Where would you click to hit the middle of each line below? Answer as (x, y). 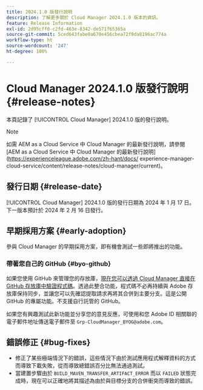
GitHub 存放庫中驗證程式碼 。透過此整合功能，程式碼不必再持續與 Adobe (96, 286)
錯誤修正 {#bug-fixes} (48, 342)
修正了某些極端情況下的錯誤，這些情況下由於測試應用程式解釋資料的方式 (105, 358)
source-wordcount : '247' (38, 46)
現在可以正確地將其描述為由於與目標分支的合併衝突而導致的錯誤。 (113, 381)
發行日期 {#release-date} (54, 187)
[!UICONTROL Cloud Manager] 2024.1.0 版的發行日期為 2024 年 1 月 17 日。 (101, 202)
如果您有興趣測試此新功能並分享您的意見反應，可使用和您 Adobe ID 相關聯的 (102, 314)
